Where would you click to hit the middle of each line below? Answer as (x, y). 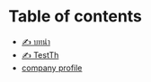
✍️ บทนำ (36, 41)
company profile (52, 68)
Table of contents (75, 16)
